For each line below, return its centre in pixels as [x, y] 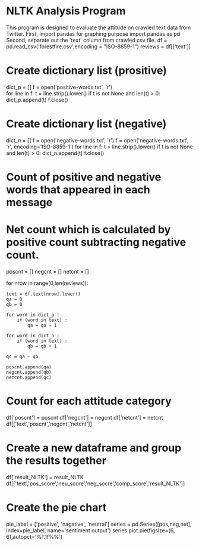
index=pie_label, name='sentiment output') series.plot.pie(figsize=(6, [91, 530]
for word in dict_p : [33, 315]
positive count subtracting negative [96, 242]
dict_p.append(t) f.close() [37, 100]
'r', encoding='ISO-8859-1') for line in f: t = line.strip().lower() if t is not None [99, 147]
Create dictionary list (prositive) [87, 71]
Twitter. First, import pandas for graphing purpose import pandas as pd [93, 33]
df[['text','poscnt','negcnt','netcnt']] [49, 424]
